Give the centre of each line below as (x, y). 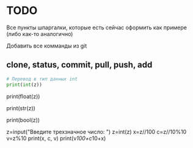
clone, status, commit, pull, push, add (79, 65)
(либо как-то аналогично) (40, 33)
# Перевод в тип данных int (42, 79)
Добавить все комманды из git (47, 46)
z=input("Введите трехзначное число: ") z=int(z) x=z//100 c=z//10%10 (96, 132)
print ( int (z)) (24, 85)
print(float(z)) (23, 96)
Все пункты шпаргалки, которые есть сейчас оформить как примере (97, 27)
